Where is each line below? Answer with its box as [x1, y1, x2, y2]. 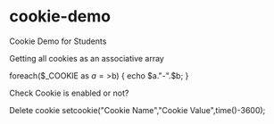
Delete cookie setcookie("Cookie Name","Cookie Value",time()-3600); [9, 104, 266, 115]
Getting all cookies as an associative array [9, 53, 165, 63]
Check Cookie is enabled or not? [9, 87, 129, 98]
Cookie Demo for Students [9, 36, 107, 46]
